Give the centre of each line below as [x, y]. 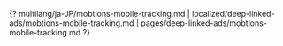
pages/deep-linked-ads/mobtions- [204, 23]
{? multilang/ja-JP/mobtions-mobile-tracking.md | [99, 14]
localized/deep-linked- [233, 14]
